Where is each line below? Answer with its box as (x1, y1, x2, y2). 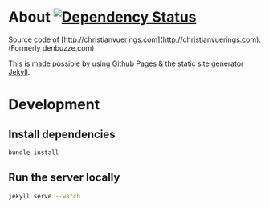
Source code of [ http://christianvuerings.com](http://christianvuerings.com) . (8, 35, 261, 44)
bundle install (8, 149, 59, 157)
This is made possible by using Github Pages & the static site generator (8, 59, 244, 68)
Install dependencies (8, 127, 116, 141)
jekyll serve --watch (8, 192, 81, 200)
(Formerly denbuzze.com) (8, 43, 95, 52)
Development (8, 96, 100, 114)
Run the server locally (8, 171, 120, 185)
